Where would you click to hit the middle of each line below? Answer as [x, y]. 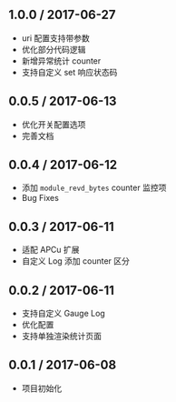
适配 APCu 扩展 [50, 250]
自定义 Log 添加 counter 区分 [76, 261]
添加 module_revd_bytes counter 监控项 [94, 188]
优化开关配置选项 [54, 124]
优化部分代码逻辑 [54, 49]
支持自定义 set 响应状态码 [69, 72]
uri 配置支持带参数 [55, 38]
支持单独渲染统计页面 [61, 337]
